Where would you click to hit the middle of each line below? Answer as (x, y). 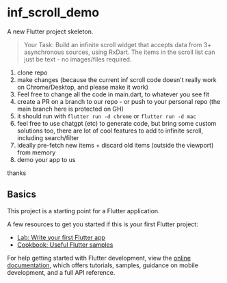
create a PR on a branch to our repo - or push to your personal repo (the (119, 101)
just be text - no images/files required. (78, 59)
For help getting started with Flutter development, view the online (99, 258)
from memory (36, 152)
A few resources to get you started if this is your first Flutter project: (103, 224)
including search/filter (48, 137)
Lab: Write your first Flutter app (61, 237)
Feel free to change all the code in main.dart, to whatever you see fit (113, 94)
